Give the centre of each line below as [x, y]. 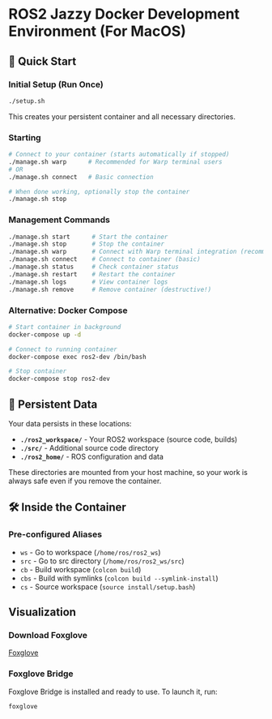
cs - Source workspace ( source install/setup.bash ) [108, 586]
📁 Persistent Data [53, 404]
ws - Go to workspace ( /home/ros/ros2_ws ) [90, 552]
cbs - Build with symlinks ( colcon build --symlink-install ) [119, 578]
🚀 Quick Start [42, 61]
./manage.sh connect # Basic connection [81, 177]
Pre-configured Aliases [55, 534]
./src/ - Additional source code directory [89, 447]
